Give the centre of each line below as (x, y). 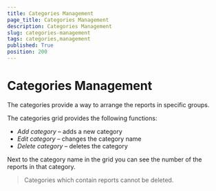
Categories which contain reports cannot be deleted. (99, 180)
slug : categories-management (49, 33)
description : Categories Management (60, 26)
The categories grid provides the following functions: (82, 118)
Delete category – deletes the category (73, 146)
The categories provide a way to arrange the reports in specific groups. (108, 104)
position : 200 (28, 52)
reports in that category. (41, 166)
